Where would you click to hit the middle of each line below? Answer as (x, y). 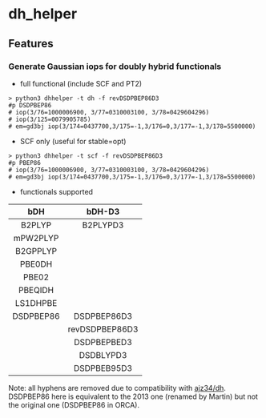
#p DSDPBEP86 (30, 105)
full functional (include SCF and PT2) (81, 83)
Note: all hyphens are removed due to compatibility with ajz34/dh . (117, 388)
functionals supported (56, 191)
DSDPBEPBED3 (103, 342)
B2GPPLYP (36, 251)
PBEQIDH (36, 290)
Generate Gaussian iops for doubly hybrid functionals (115, 66)
